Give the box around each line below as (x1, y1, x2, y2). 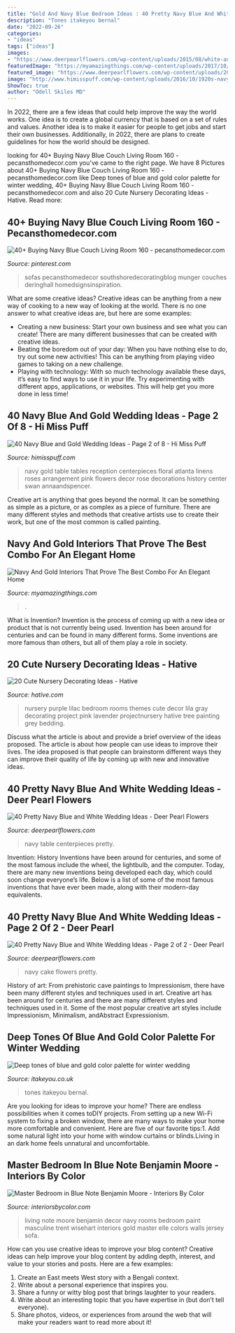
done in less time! (17, 389, 69, 398)
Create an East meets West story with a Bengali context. (17, 1273, 180, 1281)
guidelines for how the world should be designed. (7, 138, 150, 146)
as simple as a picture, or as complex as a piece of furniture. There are (7, 502, 211, 511)
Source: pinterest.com (7, 259, 71, 267)
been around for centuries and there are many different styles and (7, 996, 198, 1004)
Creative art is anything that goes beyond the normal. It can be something (7, 495, 220, 504)
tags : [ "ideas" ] (7, 43, 55, 50)
